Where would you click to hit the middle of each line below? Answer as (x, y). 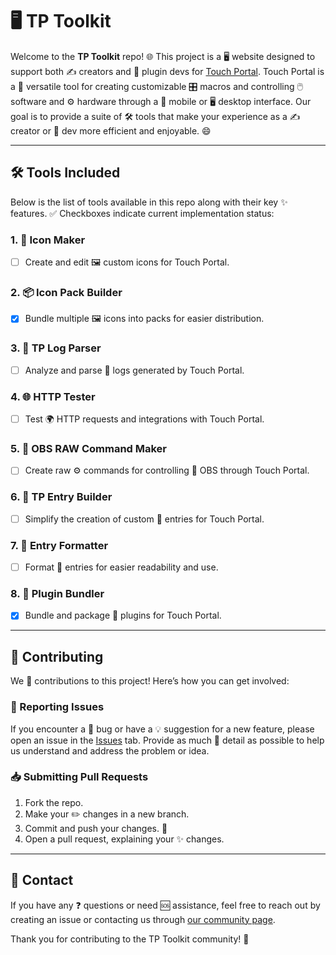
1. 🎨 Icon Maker (48, 240)
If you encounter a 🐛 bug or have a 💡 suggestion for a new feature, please (162, 729)
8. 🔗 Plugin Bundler (57, 593)
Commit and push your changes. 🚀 (96, 828)
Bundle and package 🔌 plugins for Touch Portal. (123, 615)
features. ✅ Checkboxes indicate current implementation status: (142, 213)
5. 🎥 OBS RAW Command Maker (89, 448)
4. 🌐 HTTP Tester (53, 396)
